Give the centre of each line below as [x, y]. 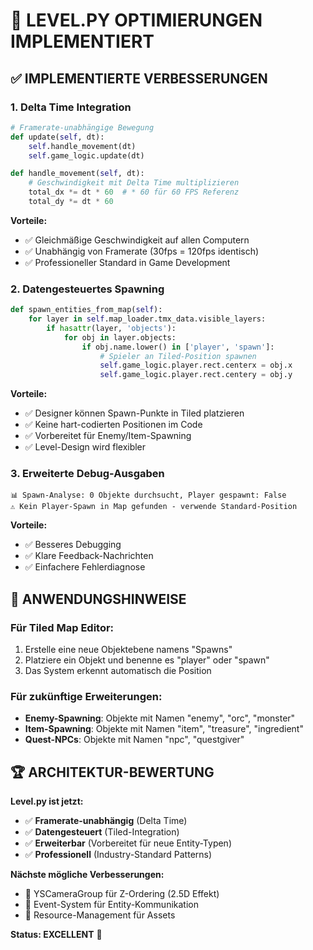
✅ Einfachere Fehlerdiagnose [85, 567]
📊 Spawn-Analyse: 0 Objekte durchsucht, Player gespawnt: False [148, 495]
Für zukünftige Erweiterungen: [86, 697]
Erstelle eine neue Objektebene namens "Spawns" [128, 650]
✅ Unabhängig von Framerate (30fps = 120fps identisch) [142, 251]
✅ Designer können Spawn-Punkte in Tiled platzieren [134, 413]
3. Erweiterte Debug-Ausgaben [87, 474]
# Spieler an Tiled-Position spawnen [178, 356]
